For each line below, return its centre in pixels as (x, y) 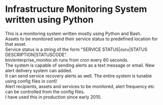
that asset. (16, 44)
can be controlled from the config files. (45, 92)
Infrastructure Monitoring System (76, 9)
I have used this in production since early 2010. (53, 97)
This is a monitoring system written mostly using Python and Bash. (73, 33)
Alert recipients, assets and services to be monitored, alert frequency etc (80, 86)
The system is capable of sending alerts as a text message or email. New (80, 65)
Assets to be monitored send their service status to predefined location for (81, 39)
